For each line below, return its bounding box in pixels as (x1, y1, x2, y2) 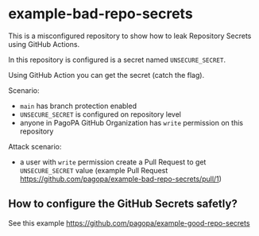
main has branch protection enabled (19, 101, 137, 110)
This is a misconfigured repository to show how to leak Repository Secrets (8, 31, 252, 41)
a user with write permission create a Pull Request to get (19, 157, 207, 167)
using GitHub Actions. (8, 39, 80, 48)
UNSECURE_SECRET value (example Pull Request (19, 165, 168, 175)
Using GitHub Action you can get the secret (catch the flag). (8, 70, 205, 79)
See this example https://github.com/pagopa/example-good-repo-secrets (8, 218, 250, 227)
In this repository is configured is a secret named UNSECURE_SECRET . (8, 55, 226, 64)
